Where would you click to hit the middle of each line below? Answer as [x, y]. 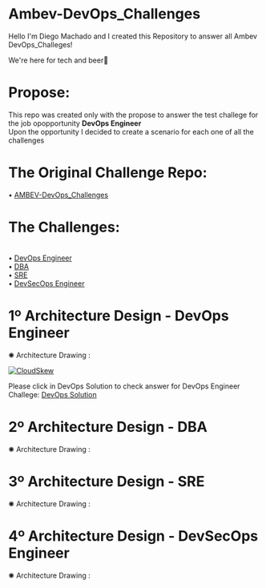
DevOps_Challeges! [40, 44]
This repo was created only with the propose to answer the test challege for [133, 115]
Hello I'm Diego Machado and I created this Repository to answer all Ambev [133, 36]
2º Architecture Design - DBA [108, 427]
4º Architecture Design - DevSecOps [133, 536]
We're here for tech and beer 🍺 [58, 60]
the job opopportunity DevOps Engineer [75, 123]
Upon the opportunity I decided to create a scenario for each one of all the [131, 131]
